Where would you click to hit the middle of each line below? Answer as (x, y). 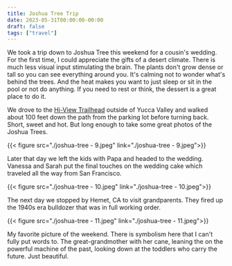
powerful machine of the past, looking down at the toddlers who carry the (113, 249)
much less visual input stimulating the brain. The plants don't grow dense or (115, 67)
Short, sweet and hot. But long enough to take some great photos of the (110, 124)
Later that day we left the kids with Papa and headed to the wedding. (105, 159)
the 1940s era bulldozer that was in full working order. (84, 207)
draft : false (26, 26)
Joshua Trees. (28, 132)
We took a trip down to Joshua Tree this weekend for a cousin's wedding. (112, 53)
